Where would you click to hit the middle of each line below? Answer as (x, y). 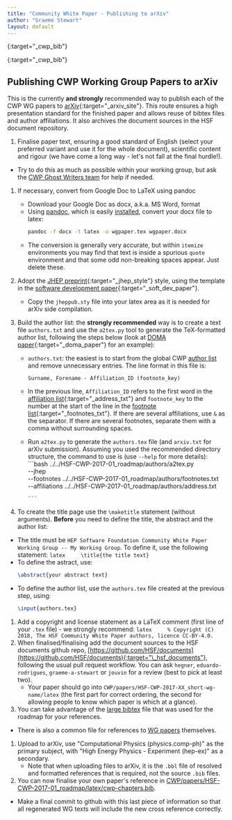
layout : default (31, 26)
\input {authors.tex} (47, 608)
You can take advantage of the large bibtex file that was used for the (115, 709)
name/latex (43, 695)
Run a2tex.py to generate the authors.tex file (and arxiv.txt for (119, 442)
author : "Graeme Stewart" (44, 20)
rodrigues (32, 672)
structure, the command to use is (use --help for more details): (118, 457)
